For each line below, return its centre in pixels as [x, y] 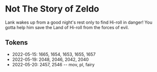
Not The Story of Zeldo [52, 9]
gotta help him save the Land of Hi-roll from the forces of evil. [67, 27]
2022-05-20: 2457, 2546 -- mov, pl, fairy [53, 64]
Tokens [17, 43]
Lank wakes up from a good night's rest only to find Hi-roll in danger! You [79, 22]
